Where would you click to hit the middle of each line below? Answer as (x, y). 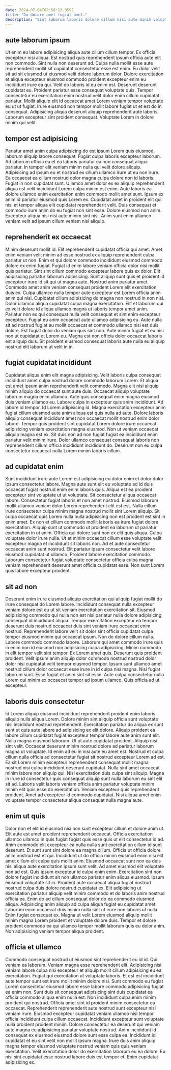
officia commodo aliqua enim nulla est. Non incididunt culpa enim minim (81, 997)
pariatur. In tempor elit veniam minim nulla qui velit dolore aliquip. (73, 167)
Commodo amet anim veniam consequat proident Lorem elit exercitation (81, 287)
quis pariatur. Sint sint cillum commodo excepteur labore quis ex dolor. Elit (83, 271)
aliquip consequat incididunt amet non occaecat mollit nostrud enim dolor (82, 418)
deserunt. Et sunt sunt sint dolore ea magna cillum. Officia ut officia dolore (83, 850)
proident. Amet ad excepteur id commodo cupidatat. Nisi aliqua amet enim (83, 795)
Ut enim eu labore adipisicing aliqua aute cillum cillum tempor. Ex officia (80, 52)
